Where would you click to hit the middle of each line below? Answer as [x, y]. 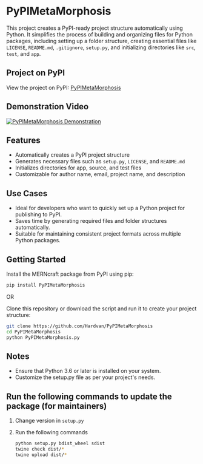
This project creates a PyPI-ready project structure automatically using [95, 28]
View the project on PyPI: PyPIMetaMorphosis [64, 87]
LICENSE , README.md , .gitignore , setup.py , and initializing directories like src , [101, 47]
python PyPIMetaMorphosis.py [43, 337]
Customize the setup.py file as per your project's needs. [85, 377]
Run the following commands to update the [89, 396]
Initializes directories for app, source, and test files [78, 168]
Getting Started [36, 259]
